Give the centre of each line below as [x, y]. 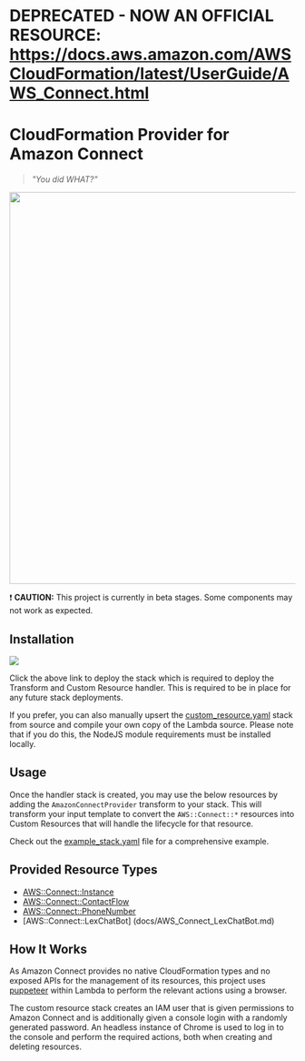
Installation [42, 639]
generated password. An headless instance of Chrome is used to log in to [147, 1027]
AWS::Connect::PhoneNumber [79, 911]
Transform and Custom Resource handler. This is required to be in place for [150, 687]
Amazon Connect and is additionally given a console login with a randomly [148, 1018]
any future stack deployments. [66, 697]
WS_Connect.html [79, 93]
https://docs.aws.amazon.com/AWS [151, 55]
